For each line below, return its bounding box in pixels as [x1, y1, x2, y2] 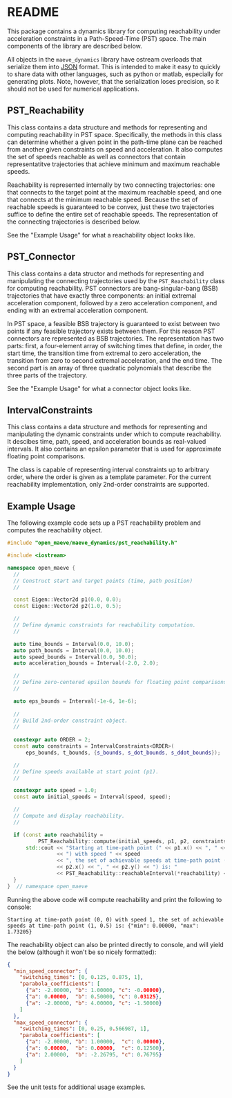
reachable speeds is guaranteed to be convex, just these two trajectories [7, 202, 215, 211]
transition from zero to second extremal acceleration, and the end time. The [7, 356, 222, 364]
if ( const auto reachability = [13, 831, 104, 838]
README [7, 4, 59, 20]
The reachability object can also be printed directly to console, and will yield [7, 940, 224, 948]
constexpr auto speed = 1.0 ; [13, 787, 97, 794]
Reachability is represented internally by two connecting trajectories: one [7, 181, 215, 189]
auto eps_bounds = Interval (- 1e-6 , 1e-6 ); [13, 697, 137, 705]
